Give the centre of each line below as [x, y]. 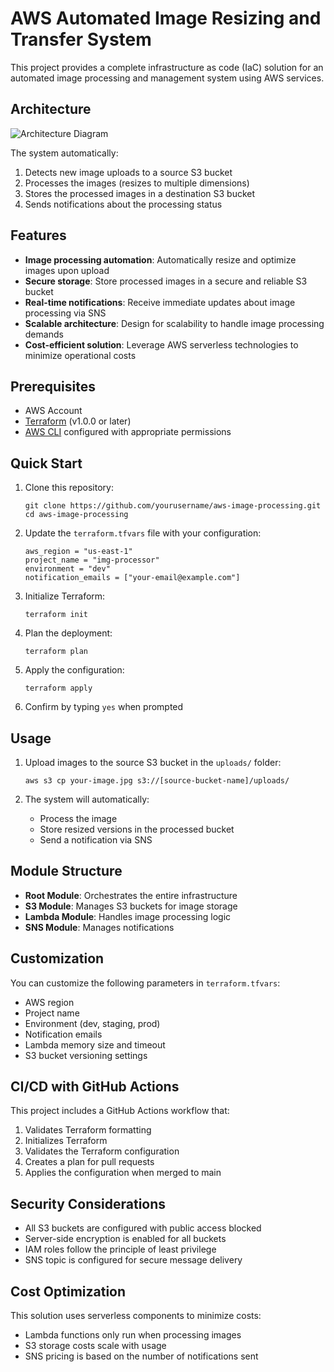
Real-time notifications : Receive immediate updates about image [160, 302]
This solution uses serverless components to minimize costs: [136, 1316]
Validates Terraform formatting [88, 1130]
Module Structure [66, 871]
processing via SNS [65, 313]
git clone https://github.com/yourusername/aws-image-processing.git [173, 506]
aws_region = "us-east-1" [78, 552]
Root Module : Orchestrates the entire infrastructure [131, 895]
